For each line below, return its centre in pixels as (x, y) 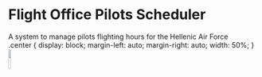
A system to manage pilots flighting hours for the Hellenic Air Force (118, 37)
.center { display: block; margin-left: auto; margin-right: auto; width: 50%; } (131, 44)
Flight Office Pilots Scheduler (107, 15)
